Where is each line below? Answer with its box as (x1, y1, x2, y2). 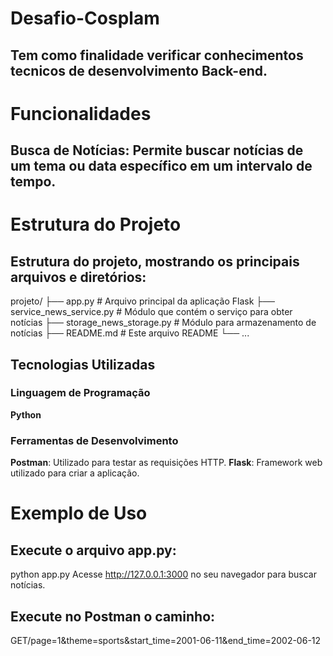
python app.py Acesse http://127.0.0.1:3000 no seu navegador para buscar (10, 568, 317, 581)
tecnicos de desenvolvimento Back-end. (10, 62, 268, 79)
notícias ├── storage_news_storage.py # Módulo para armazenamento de (10, 317, 317, 329)
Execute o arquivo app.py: (10, 542, 177, 559)
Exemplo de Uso (10, 502, 148, 525)
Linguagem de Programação (10, 386, 151, 400)
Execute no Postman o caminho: (10, 608, 216, 625)
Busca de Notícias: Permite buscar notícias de (10, 142, 304, 159)
